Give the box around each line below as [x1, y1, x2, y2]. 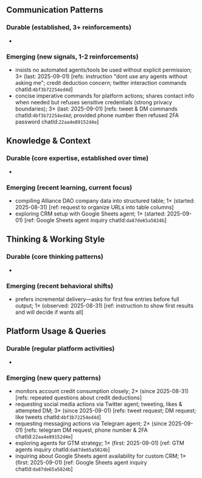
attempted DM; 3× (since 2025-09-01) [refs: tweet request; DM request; [15, 407, 197, 414]
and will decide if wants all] [15, 308, 84, 316]
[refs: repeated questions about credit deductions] [15, 394, 142, 401]
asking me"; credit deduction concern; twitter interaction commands [15, 79, 187, 86]
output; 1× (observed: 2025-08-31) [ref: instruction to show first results [15, 302, 193, 309]
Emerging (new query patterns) [6, 374, 102, 382]
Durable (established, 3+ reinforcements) [6, 23, 132, 32]
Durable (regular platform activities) [6, 344, 115, 353]
